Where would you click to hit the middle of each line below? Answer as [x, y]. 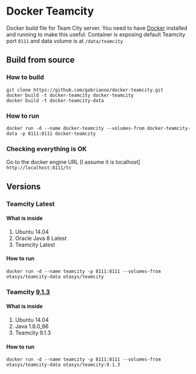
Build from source [41, 60]
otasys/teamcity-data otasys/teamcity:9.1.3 [63, 365]
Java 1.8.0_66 [32, 327]
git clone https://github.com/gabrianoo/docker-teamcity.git [85, 90]
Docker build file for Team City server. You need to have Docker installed [97, 28]
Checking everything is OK [47, 149]
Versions [24, 186]
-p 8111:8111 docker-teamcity [58, 134]
